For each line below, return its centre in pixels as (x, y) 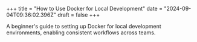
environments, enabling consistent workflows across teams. (81, 33)
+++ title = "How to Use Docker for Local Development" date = (85, 9)
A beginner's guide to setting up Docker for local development (84, 26)
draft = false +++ (79, 15)
